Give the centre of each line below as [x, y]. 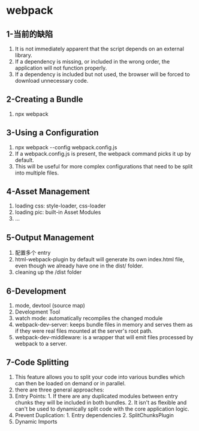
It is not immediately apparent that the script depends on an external [99, 49]
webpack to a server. [41, 344]
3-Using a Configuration [52, 133]
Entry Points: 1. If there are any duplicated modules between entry [96, 396]
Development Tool [37, 312]
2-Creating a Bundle [45, 100]
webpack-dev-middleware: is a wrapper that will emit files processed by [104, 337]
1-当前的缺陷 [29, 34]
